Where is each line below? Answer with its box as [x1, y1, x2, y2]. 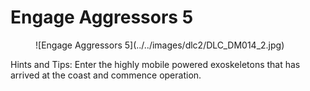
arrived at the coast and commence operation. [10, 69, 202, 81]
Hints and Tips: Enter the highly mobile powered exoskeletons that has [10, 58, 301, 70]
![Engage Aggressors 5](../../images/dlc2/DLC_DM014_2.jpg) [35, 39, 285, 51]
